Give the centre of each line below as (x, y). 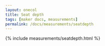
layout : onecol (21, 10)
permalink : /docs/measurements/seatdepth (49, 24)
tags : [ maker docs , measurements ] (42, 19)
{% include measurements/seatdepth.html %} (53, 38)
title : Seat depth (24, 15)
